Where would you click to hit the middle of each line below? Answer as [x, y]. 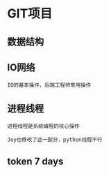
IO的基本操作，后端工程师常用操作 [49, 85]
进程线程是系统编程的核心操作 [43, 126]
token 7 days [35, 161]
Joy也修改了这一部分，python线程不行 [55, 140]
